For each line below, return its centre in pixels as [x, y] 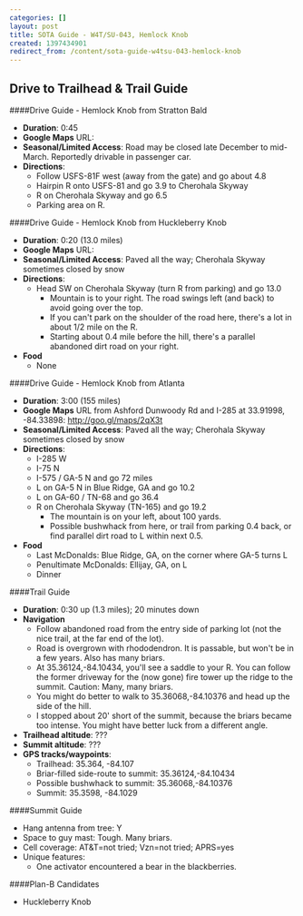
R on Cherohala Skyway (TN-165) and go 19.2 [121, 507]
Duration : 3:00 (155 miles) [71, 400]
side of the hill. [64, 705]
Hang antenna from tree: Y [72, 828]
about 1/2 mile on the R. [93, 327]
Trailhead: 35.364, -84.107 [85, 763]
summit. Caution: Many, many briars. [105, 686]
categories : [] [38, 18]
